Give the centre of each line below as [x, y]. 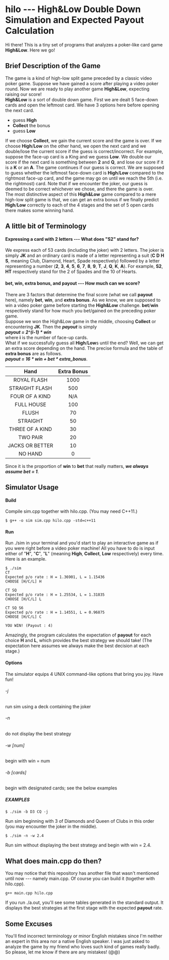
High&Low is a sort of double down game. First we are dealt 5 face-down [81, 99]
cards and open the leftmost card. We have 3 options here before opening [82, 105]
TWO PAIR [31, 437]
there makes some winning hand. [40, 210]
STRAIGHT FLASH [30, 388]
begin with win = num [28, 761]
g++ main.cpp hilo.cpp [29, 893]
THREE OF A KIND [30, 429]
